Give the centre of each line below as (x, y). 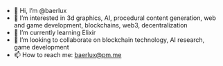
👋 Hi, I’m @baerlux (40, 11)
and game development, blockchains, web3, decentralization (101, 25)
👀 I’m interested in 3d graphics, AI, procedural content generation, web (115, 18)
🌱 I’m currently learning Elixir (55, 32)
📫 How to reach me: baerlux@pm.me (68, 55)
